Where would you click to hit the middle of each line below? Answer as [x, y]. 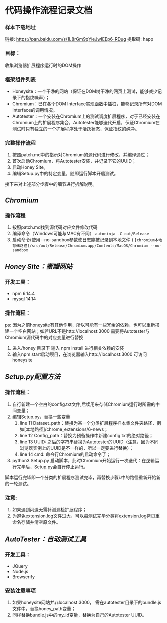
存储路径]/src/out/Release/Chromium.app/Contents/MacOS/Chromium [80, 246]
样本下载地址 [21, 27]
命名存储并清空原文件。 [36, 522]
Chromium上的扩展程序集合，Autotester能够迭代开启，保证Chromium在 [86, 123]
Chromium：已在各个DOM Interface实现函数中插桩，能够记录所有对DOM [87, 104]
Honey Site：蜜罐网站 [39, 267]
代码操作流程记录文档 [49, 10]
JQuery [20, 566]
